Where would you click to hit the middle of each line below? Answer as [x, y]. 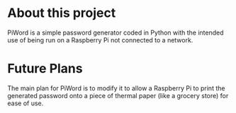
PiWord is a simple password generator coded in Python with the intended [116, 32]
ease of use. [26, 103]
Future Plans [45, 69]
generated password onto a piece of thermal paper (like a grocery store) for [118, 95]
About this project [62, 13]
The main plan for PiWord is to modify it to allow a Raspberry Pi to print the [116, 88]
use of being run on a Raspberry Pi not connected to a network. [100, 40]
